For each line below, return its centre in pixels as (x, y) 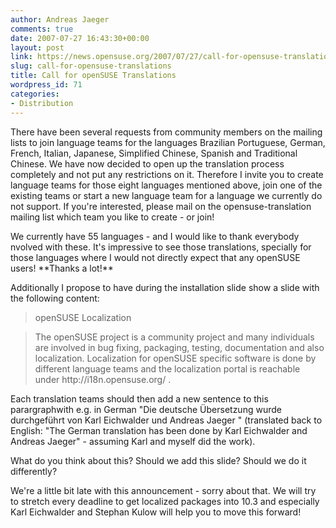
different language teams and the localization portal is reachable (167, 368)
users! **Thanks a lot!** (62, 268)
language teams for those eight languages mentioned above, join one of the (166, 185)
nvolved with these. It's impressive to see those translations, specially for (161, 247)
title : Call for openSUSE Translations (93, 76)
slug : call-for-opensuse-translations (91, 66)
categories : (35, 94)
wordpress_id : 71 (46, 85)
